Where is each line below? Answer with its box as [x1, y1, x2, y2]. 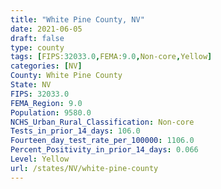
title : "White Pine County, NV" [10, 14, 145, 25]
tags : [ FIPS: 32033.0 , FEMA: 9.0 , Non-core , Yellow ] [10, 52, 213, 62]
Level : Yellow [10, 154, 70, 164]
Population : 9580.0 [10, 107, 92, 118]
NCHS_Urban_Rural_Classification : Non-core [10, 117, 195, 127]
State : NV [10, 80, 52, 90]
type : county [10, 42, 65, 53]
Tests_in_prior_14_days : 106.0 [10, 126, 141, 136]
